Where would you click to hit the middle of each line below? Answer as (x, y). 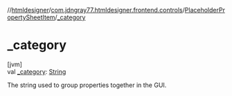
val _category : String (37, 71)
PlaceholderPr (205, 10)
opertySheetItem (31, 17)
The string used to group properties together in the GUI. (87, 85)
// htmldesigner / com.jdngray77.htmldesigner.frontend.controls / (96, 10)
